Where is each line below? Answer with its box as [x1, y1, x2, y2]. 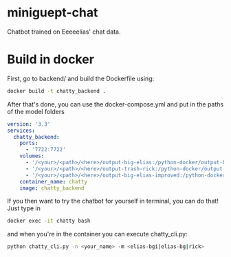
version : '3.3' [7, 120, 51, 128]
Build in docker [7, 52, 95, 67]
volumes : [19, 153, 45, 159]
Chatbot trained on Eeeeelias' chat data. [7, 27, 121, 36]
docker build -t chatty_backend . [7, 87, 107, 94]
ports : [19, 139, 38, 147]
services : [7, 127, 36, 134]
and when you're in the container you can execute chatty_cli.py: [7, 230, 188, 238]
